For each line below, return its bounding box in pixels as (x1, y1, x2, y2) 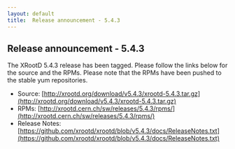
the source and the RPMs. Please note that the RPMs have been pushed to (7, 69, 222, 77)
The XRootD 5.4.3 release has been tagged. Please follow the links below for (7, 61, 228, 70)
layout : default (7, 10, 55, 17)
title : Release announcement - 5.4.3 (7, 17, 120, 24)
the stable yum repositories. (7, 76, 88, 85)
